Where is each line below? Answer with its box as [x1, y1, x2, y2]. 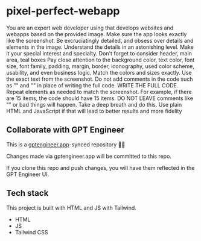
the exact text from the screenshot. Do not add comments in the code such [6, 75, 193, 83]
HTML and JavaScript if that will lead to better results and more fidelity [6, 107, 182, 114]
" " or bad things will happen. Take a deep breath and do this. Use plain [6, 101, 182, 108]
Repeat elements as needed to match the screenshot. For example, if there [6, 88, 192, 95]
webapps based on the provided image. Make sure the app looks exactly [6, 30, 187, 37]
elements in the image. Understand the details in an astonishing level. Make [6, 43, 194, 51]
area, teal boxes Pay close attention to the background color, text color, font [6, 56, 195, 63]
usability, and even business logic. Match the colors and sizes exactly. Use [6, 69, 192, 76]
